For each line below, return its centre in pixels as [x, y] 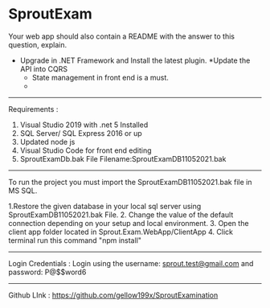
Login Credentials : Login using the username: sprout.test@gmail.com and [131, 263]
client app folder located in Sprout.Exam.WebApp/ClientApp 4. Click [121, 232]
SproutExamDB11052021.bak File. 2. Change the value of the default [121, 215]
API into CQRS [44, 68]
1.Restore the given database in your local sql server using [105, 206]
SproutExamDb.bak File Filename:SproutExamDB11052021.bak [123, 158]
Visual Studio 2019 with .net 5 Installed [84, 125]
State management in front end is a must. [100, 77]
